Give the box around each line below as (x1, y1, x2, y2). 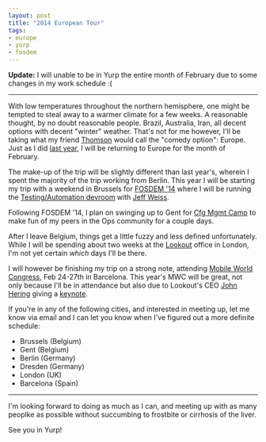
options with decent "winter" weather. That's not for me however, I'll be (8, 127, 241, 135)
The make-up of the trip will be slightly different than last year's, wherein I (8, 167, 249, 177)
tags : (8, 26, 26, 34)
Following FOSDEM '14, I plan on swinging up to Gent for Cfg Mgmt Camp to (8, 208, 256, 217)
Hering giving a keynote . (8, 289, 89, 298)
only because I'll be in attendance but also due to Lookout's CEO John (8, 280, 237, 290)
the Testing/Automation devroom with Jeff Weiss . (8, 192, 169, 202)
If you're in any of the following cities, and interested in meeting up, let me (8, 304, 250, 314)
